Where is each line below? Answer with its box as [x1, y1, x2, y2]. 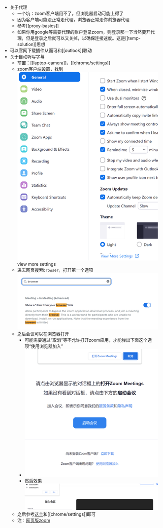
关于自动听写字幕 [9, 54, 45, 59]
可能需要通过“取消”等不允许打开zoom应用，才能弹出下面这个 [24, 337, 148, 343]
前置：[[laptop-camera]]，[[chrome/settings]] [17, 60, 111, 66]
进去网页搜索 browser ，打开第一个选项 [17, 267, 94, 273]
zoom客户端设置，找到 [17, 66, 64, 72]
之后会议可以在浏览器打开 [17, 330, 69, 337]
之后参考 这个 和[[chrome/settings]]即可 [17, 511, 96, 517]
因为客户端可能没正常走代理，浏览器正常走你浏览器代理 [17, 17, 130, 22]
